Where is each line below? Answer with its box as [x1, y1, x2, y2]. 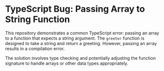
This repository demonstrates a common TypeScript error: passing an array [5, 30, 160, 36]
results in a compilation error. [5, 46, 65, 51]
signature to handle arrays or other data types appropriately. [5, 60, 129, 66]
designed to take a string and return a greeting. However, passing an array [5, 40, 157, 46]
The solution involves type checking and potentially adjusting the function [5, 55, 156, 61]
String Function [5, 14, 70, 25]
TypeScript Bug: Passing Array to [5, 3, 145, 15]
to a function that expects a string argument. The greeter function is [5, 35, 145, 41]
